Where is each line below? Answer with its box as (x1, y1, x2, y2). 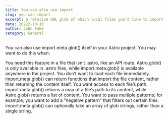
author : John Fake (5, 26, 44, 31)
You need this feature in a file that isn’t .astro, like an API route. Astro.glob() (5, 60, 161, 66)
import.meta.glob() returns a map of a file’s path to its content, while (5, 87, 147, 92)
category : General (5, 31, 44, 36)
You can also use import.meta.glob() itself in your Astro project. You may (5, 45, 156, 50)
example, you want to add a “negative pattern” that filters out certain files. (5, 97, 159, 103)
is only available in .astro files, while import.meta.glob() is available (5, 65, 144, 71)
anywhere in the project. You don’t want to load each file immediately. (5, 71, 150, 76)
